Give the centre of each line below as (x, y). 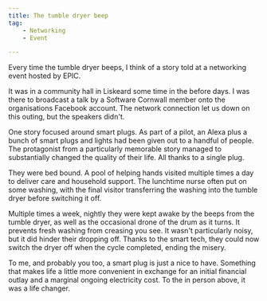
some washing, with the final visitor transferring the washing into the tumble (133, 190)
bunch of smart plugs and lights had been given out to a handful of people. (131, 141)
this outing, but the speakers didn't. (67, 117)
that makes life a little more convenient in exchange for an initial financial (128, 272)
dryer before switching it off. (55, 198)
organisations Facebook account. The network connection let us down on (129, 108)
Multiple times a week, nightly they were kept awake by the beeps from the (132, 214)
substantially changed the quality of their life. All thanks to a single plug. (126, 158)
